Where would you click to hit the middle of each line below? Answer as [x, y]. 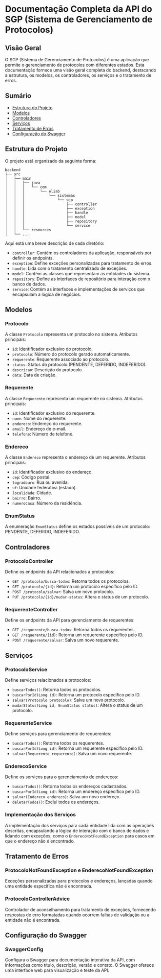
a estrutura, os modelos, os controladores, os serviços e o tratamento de [78, 75]
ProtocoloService [26, 669]
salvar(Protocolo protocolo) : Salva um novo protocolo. [69, 700]
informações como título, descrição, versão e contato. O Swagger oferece [80, 965]
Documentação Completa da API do [79, 9]
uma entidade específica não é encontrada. [49, 886]
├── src [13, 174]
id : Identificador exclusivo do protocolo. [52, 349]
